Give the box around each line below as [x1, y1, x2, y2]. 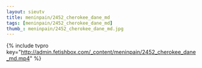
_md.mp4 [6, 55, 30, 62]
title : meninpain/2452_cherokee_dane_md [6, 14, 111, 20]
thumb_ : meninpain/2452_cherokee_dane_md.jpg [6, 25, 124, 32]
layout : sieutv [6, 8, 45, 15]
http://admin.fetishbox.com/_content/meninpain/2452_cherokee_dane [21, 49, 197, 56]
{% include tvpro [6, 42, 49, 49]
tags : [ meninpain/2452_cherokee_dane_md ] [6, 20, 113, 26]
